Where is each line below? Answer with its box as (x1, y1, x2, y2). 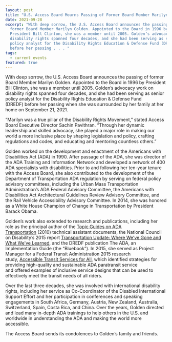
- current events (10, 55, 47, 61)
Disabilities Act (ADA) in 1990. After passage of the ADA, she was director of (5, 154, 166, 160)
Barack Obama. (5, 208, 38, 214)
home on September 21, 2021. (5, 107, 69, 113)
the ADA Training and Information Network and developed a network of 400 (5, 159, 165, 166)
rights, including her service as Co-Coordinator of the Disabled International (5, 288, 166, 294)
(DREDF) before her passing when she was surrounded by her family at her (5, 101, 164, 108)
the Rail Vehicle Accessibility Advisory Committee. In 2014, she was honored (5, 197, 167, 204)
